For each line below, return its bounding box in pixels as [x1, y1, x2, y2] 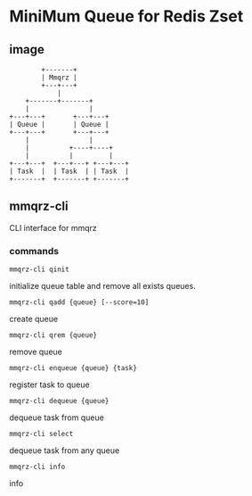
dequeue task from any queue [9, 445, 120, 456]
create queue [9, 314, 59, 325]
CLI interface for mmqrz [9, 222, 97, 233]
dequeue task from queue [9, 412, 104, 423]
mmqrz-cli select [9, 430, 74, 439]
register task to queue [9, 379, 91, 390]
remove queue [9, 346, 62, 358]
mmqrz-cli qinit [9, 265, 69, 274]
